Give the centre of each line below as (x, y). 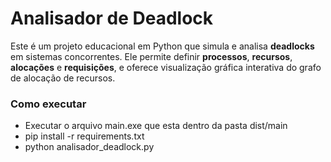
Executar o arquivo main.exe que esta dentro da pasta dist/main (156, 126)
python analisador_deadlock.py (89, 147)
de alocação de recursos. (63, 78)
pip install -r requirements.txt (84, 136)
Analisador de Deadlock (112, 18)
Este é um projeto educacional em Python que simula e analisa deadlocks (162, 46)
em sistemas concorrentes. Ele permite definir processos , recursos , (151, 56)
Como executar (48, 104)
